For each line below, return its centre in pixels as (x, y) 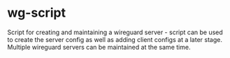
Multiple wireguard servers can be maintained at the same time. (99, 47)
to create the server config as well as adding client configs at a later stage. (115, 39)
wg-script (37, 13)
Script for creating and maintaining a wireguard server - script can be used (115, 32)
